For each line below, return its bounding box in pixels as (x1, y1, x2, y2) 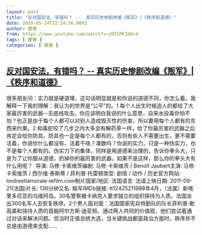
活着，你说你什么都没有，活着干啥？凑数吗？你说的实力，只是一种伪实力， (6, 139, 191, 147)
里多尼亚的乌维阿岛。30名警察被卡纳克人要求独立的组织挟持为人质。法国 (6, 192, 187, 199)
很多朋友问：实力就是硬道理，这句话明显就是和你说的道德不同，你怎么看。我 (6, 94, 196, 102)
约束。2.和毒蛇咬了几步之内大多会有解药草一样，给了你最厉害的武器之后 (16, 124, 195, 132)
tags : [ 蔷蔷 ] (6, 37, 43, 43)
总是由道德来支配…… (6, 222, 58, 229)
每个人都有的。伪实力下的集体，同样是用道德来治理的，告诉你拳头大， (16, 147, 191, 154)
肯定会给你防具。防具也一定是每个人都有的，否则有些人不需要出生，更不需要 (6, 132, 196, 139)
